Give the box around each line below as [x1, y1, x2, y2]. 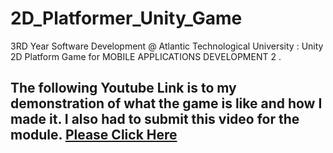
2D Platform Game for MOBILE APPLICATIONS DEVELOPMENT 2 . [10, 50, 282, 62]
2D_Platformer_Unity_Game [10, 7, 243, 30]
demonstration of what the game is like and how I [10, 95, 323, 112]
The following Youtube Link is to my [10, 80, 237, 97]
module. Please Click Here [10, 127, 178, 144]
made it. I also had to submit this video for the [10, 111, 300, 128]
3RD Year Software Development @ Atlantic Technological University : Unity [10, 40, 324, 52]
